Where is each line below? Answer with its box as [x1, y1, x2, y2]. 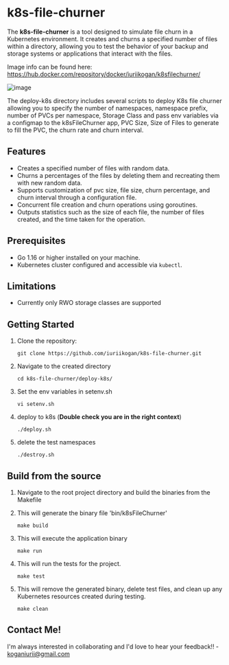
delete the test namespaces [16, 438, 96, 447]
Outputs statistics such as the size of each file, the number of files [16, 207, 204, 216]
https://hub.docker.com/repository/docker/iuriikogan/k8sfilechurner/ [7, 70, 201, 78]
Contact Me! [7, 624, 62, 636]
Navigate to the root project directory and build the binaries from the [16, 488, 210, 496]
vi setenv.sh [16, 401, 55, 408]
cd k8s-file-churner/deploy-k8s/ [16, 376, 113, 383]
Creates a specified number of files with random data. [16, 164, 170, 172]
